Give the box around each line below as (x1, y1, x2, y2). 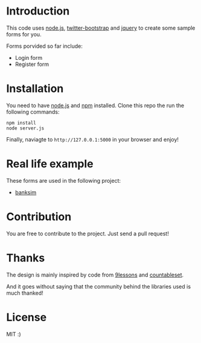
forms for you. (6, 30, 42, 38)
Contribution (6, 210, 72, 223)
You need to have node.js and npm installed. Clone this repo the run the (6, 102, 185, 109)
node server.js (6, 125, 45, 131)
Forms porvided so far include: (6, 42, 83, 50)
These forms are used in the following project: (6, 177, 121, 184)
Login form (14, 54, 43, 61)
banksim (14, 189, 37, 196)
